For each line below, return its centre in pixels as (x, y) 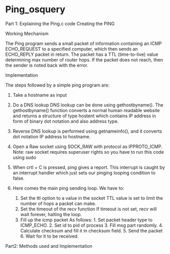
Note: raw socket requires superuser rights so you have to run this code (88, 152)
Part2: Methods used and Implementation (49, 246)
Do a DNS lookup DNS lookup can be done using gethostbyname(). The (88, 105)
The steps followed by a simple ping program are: (57, 85)
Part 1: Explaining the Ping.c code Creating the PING (60, 24)
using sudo (25, 157)
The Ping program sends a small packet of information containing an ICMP (84, 43)
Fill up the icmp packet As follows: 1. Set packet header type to (86, 220)
